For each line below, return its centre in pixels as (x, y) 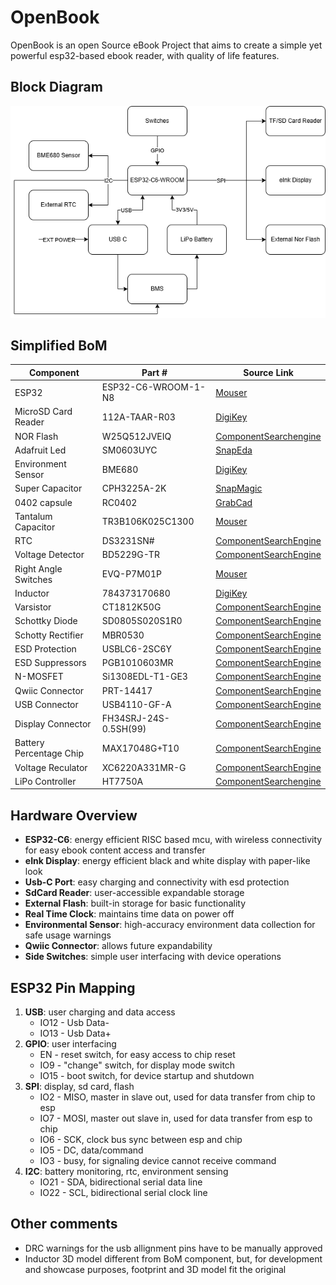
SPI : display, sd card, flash (79, 1087)
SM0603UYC (129, 450)
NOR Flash (36, 436)
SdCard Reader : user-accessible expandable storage (134, 893)
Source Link (268, 372)
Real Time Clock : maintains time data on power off (129, 914)
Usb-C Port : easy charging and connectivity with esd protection (157, 882)
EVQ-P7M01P (131, 574)
